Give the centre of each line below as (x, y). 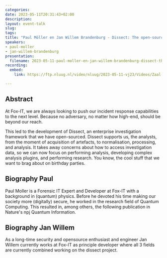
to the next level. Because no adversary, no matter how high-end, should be (83, 116)
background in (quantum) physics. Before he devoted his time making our (81, 196)
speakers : (15, 42)
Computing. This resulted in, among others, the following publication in (78, 207)
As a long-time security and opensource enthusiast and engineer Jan (76, 240)
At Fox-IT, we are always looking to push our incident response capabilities (82, 111)
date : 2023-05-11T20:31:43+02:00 (40, 14)
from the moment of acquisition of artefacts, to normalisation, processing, (81, 142)
